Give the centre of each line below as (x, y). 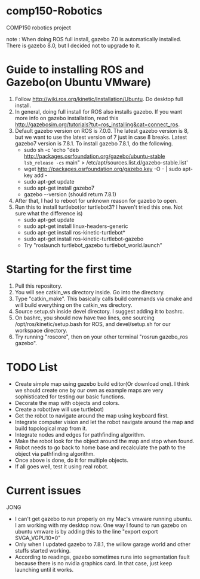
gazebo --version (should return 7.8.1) (70, 194)
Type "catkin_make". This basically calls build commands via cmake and (104, 298)
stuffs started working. (43, 550)
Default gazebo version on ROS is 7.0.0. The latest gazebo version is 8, (102, 130)
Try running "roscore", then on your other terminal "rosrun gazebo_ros (101, 337)
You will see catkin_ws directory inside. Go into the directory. (90, 292)
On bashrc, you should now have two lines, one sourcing (84, 318)
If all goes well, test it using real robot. (61, 466)
